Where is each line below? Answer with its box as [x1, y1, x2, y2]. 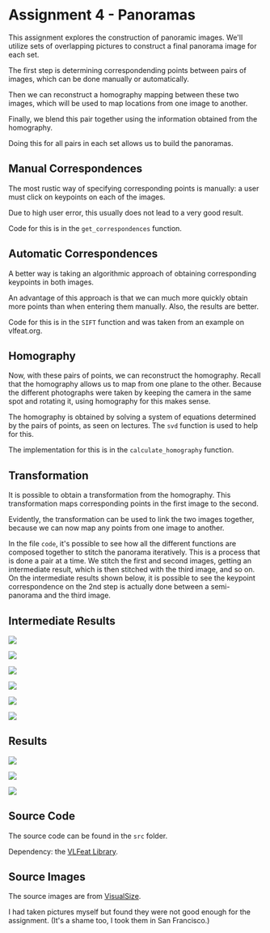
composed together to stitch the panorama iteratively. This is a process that [8, 547, 260, 557]
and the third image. [44, 590, 112, 601]
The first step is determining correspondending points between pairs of [8, 65, 247, 75]
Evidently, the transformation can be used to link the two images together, [8, 515, 255, 524]
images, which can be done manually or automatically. [8, 74, 190, 83]
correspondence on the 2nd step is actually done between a [8, 582, 209, 592]
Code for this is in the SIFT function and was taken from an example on [8, 317, 245, 327]
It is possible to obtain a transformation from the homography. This [8, 490, 231, 500]
